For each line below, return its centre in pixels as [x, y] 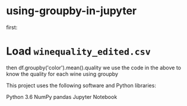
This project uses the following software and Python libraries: [81, 85]
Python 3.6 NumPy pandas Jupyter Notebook [62, 97]
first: [12, 27]
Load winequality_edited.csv [79, 51]
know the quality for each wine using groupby [62, 74]
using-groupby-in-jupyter [72, 11]
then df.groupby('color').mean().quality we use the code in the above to [93, 68]
